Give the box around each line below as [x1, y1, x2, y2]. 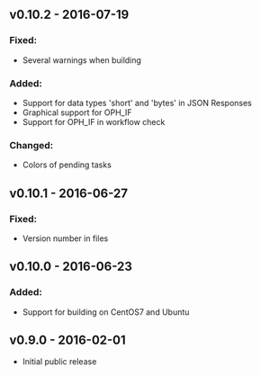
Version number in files [22, 233, 109, 244]
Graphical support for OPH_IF [22, 107, 132, 118]
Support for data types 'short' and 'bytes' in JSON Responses [22, 97, 252, 108]
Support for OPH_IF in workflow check [22, 116, 166, 127]
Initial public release [22, 356, 97, 367]
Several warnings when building [22, 54, 142, 66]
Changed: [9, 139, 54, 151]
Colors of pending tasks [22, 159, 112, 170]
